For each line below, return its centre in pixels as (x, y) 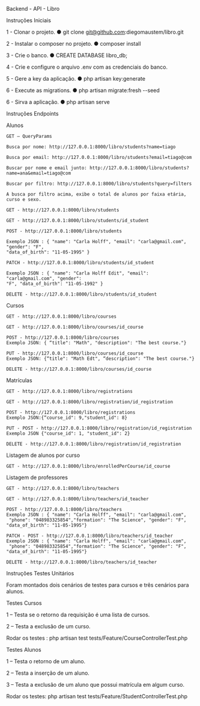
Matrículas (19, 380)
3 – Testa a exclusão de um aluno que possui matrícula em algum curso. (95, 685)
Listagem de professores (37, 477)
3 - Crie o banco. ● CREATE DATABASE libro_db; (67, 55)
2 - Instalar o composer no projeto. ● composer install (74, 44)
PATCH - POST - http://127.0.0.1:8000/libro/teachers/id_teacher (89, 536)
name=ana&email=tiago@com (38, 173)
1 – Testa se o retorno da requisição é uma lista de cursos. (78, 615)
